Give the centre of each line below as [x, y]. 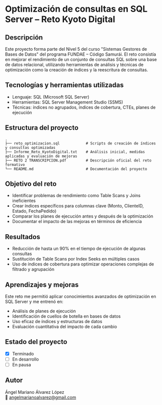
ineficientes [24, 201]
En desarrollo [25, 359]
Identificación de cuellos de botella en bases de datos [66, 316]
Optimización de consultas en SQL [76, 9]
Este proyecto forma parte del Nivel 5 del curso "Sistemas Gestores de [76, 49]
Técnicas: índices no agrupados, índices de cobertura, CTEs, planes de [84, 107]
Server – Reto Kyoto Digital [60, 19]
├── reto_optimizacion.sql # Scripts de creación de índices [81, 143]
